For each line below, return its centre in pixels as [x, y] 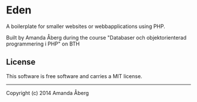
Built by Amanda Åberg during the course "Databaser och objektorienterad [96, 37]
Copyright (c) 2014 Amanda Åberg [47, 93]
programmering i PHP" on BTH [43, 44]
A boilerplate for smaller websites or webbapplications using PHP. [86, 26]
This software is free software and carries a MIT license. [74, 76]
